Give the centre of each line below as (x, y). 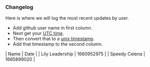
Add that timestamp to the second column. (58, 44)
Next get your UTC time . (38, 33)
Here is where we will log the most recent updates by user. (67, 18)
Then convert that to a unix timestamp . (53, 39)
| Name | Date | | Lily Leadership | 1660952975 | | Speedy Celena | (75, 54)
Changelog (19, 7)
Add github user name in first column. (52, 28)
